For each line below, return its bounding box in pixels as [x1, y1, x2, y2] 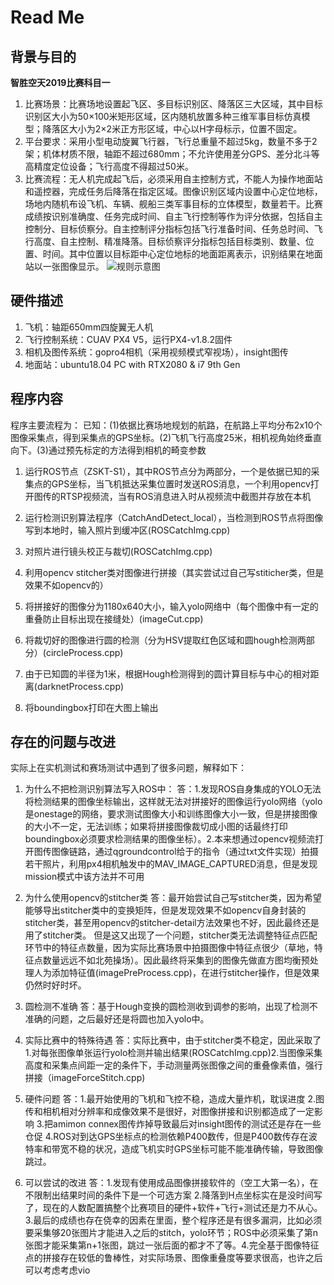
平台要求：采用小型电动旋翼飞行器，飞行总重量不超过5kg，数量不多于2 [24, 136, 318, 147]
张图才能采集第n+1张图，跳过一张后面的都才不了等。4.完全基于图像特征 [24, 1239, 320, 1251]
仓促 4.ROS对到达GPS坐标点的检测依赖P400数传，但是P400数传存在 [24, 1131, 309, 1143]
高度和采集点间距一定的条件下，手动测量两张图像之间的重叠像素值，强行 [24, 1059, 323, 1071]
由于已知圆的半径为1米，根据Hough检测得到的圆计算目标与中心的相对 [24, 667, 311, 680]
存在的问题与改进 [10, 734, 116, 751]
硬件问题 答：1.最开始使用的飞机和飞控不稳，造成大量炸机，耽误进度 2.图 [24, 1093, 325, 1105]
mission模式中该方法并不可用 [24, 871, 145, 883]
